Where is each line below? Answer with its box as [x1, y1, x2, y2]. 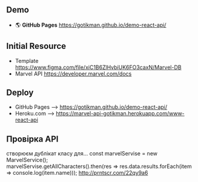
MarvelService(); [6, 157, 48, 164]
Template [15, 57, 39, 64]
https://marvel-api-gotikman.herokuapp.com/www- [56, 110, 185, 117]
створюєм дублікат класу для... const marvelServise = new [6, 150, 157, 157]
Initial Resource [6, 41, 67, 51]
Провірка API [6, 134, 59, 144]
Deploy [6, 88, 34, 98]
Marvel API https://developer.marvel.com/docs [15, 70, 132, 77]
